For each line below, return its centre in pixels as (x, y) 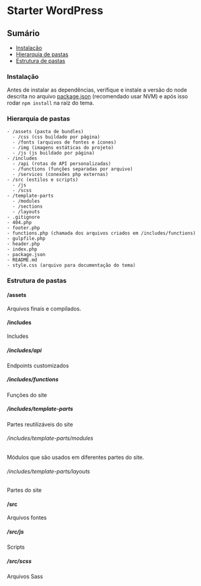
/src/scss (20, 561)
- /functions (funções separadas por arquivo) (73, 169)
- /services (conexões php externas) (60, 174)
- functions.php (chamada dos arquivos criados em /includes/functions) (101, 233)
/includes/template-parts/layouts (49, 471)
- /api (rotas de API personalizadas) (62, 163)
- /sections (28, 206)
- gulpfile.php (26, 238)
